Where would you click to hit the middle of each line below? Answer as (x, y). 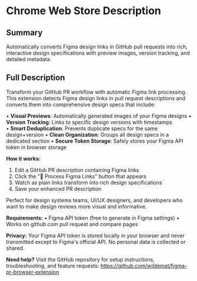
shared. (15, 248)
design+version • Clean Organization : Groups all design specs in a (88, 134)
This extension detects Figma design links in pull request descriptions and (96, 98)
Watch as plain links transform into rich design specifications (89, 182)
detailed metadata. (29, 59)
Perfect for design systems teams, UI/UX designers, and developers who (95, 200)
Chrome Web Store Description (84, 11)
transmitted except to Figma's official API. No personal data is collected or (96, 242)
